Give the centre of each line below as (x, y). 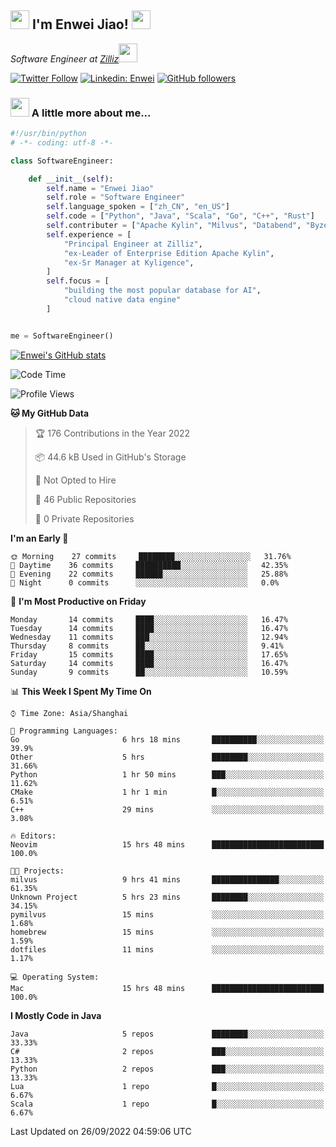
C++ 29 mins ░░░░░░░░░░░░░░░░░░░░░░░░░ (167, 809)
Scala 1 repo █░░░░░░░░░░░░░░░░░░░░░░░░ (167, 1104)
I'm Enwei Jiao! (80, 24)
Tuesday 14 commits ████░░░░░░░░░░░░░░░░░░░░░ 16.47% (149, 628)
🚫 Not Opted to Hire (75, 480)
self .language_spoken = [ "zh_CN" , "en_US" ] (138, 207)
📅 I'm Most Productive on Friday (78, 601)
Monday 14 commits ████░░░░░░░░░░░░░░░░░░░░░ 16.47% (149, 619)
